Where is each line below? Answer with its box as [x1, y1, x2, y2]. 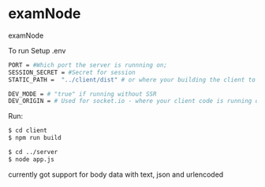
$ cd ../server [8, 148, 58, 156]
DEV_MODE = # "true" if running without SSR [8, 90, 157, 98]
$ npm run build [8, 134, 62, 142]
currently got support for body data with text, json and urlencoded [8, 170, 224, 179]
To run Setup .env [8, 46, 66, 55]
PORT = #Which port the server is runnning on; [8, 60, 168, 69]
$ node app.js [8, 155, 55, 163]
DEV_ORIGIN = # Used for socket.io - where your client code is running [8, 97, 252, 105]
